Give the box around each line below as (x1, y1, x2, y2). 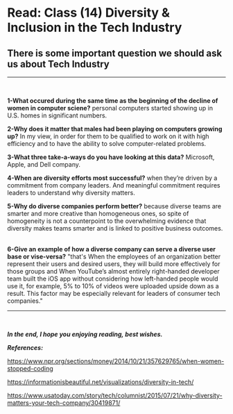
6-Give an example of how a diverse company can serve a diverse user (7, 245, 216, 253)
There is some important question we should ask (7, 47, 223, 59)
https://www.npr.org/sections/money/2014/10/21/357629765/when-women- (7, 357, 225, 365)
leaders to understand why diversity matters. (7, 189, 135, 197)
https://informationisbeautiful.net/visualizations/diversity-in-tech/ (7, 378, 194, 386)
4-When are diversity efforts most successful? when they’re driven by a (7, 174, 218, 182)
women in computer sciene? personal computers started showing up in (7, 104, 214, 112)
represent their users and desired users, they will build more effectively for (7, 260, 221, 268)
